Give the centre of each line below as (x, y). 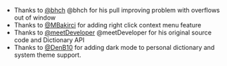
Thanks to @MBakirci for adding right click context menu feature (108, 25)
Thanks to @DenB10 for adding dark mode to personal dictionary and (114, 47)
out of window (35, 18)
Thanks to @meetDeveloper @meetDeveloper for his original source (113, 32)
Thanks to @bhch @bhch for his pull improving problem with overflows (117, 10)
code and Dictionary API (49, 40)
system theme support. (47, 55)
